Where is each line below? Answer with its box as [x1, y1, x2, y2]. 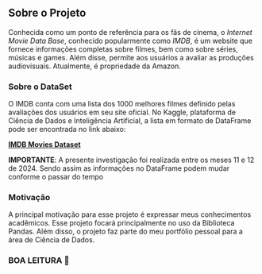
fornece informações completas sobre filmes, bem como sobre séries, [8, 44, 238, 54]
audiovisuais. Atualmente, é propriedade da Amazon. [8, 61, 181, 71]
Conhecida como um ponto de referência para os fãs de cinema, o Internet [8, 27, 252, 37]
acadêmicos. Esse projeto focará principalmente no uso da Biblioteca [8, 218, 235, 228]
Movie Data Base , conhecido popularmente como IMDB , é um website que [8, 36, 252, 45]
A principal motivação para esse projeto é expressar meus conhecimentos [8, 210, 252, 219]
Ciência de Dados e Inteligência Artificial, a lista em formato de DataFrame [8, 116, 252, 125]
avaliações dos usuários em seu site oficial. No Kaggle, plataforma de [8, 107, 237, 118]
